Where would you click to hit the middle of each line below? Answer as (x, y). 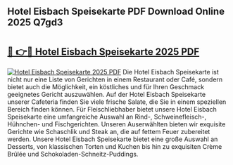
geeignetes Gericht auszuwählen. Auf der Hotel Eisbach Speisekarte (107, 94)
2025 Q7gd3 (35, 23)
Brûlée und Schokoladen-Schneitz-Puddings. (73, 154)
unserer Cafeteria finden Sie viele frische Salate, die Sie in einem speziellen (117, 102)
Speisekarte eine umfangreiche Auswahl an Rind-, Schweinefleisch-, (107, 117)
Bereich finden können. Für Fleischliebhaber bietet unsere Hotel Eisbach (112, 109)
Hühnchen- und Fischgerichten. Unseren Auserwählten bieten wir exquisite (116, 124)
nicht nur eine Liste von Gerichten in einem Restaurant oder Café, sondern (115, 79)
